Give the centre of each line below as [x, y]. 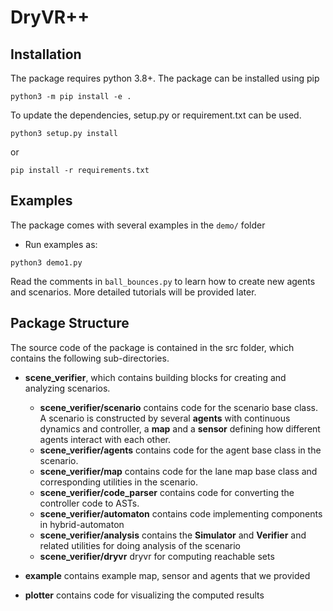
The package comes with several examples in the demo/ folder [138, 225]
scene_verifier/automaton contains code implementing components [181, 513]
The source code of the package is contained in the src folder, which [152, 347]
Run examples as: [61, 244]
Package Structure [70, 323]
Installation [46, 54]
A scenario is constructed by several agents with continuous [165, 418]
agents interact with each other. [105, 439]
